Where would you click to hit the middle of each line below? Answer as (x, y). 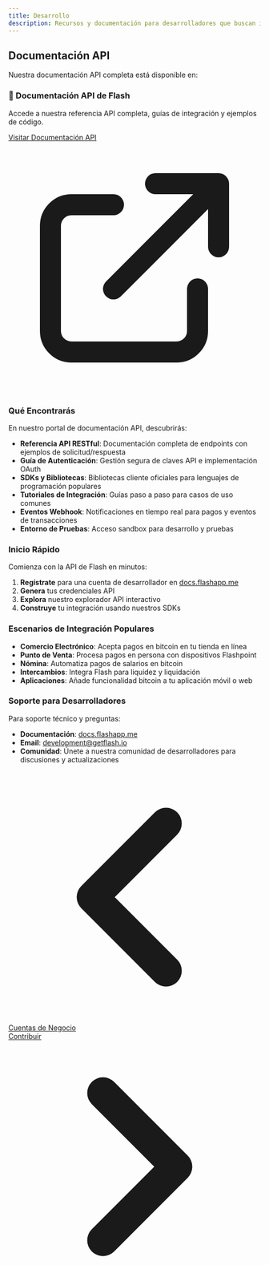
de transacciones (48, 520)
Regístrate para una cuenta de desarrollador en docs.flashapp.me (129, 583)
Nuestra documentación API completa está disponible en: (103, 75)
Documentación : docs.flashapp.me (78, 734)
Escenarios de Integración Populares (81, 628)
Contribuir (25, 1036)
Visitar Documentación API (52, 137)
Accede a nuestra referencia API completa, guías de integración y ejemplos (133, 113)
